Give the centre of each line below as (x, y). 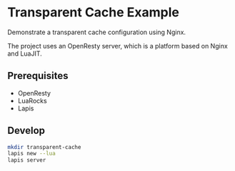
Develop (26, 131)
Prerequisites (38, 76)
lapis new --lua (31, 154)
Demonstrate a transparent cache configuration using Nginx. (97, 32)
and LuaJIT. (25, 53)
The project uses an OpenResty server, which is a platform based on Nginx (118, 46)
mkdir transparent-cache (44, 147)
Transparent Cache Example (94, 12)
